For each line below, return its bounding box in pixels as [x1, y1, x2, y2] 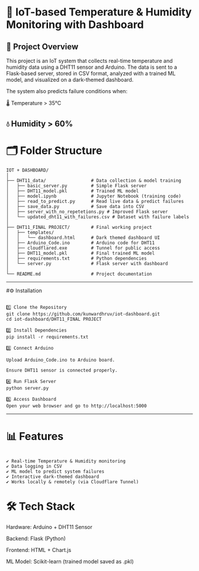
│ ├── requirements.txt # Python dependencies [6, 256, 147, 261]
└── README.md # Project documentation [6, 271, 152, 277]
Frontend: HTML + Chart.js [6, 547, 72, 554]
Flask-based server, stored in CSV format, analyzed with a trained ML [6, 70, 176, 76]
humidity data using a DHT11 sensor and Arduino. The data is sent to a [6, 63, 178, 71]
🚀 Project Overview [6, 42, 79, 52]
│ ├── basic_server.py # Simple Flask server [6, 183, 147, 189]
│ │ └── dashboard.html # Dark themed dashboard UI [6, 235, 161, 241]
